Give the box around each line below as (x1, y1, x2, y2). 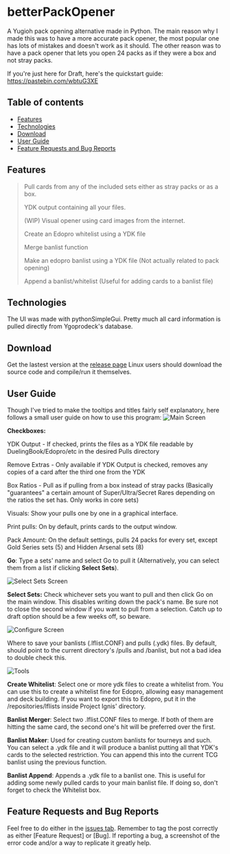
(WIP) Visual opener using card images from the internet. (23, 216, 185, 224)
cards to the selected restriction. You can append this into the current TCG (7, 751, 218, 758)
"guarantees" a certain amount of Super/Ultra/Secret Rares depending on (7, 489, 215, 496)
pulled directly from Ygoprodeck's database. (7, 322, 133, 331)
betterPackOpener (7, 4, 115, 20)
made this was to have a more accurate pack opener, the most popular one (7, 34, 220, 42)
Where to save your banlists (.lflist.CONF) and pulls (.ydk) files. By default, (7, 639, 217, 647)
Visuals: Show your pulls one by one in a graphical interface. (7, 510, 179, 517)
